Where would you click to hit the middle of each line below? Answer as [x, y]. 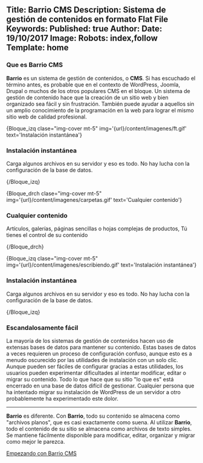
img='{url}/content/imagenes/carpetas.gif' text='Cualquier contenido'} [94, 199]
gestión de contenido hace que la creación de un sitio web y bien [88, 97]
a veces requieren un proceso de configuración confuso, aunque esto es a [99, 354]
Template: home [37, 48]
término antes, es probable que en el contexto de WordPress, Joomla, [93, 85]
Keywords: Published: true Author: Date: [84, 29]
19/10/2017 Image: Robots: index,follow [82, 38]
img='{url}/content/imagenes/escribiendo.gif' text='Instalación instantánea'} [101, 265]
